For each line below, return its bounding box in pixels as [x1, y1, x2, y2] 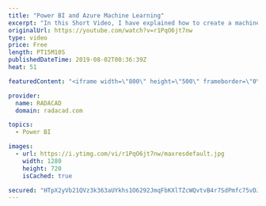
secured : [8, 186, 37, 194]
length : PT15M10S [8, 48, 66, 56]
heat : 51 [8, 63, 37, 71]
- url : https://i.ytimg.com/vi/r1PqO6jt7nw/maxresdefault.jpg [15, 150, 225, 158]
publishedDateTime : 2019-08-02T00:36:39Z [8, 56, 147, 64]
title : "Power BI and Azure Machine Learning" [8, 11, 165, 20]
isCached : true [22, 172, 73, 180]
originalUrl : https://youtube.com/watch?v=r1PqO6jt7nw [8, 26, 193, 34]
